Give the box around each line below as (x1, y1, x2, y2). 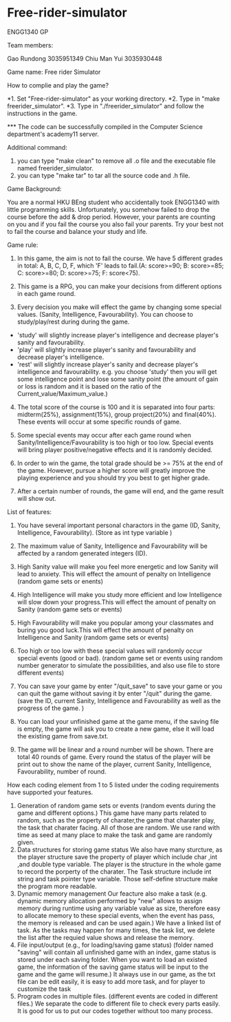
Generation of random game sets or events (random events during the (16, 801, 216, 809)
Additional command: (7, 143, 67, 151)
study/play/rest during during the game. (16, 317, 130, 326)
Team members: (7, 41, 54, 49)
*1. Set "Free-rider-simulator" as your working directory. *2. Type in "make (7, 95, 220, 103)
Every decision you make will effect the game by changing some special (16, 302, 222, 311)
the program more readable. (16, 882, 98, 890)
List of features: (7, 507, 52, 515)
